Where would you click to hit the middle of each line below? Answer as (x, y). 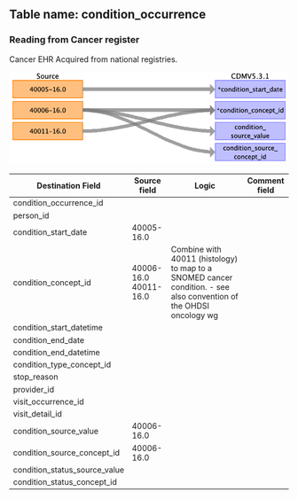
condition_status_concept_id (65, 482)
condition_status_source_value (69, 470)
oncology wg (195, 316)
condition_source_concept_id (67, 453)
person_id (31, 215)
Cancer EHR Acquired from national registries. (94, 59)
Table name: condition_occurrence (108, 15)
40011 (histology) (204, 259)
